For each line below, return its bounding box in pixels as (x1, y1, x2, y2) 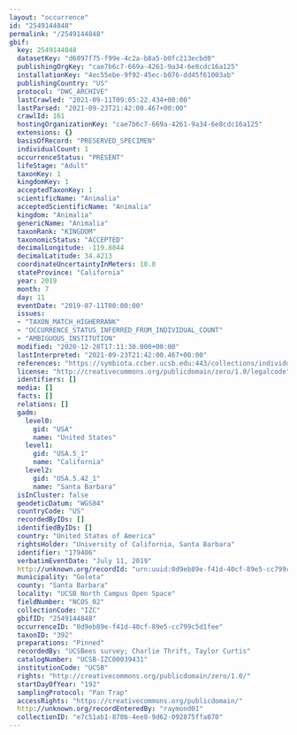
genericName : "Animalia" (17, 219, 109, 228)
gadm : (17, 408, 38, 417)
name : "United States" (32, 433, 117, 442)
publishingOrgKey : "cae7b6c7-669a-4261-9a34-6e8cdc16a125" (17, 63, 240, 72)
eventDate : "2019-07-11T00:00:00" (17, 301, 144, 310)
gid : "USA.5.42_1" (32, 474, 101, 483)
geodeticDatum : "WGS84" (17, 499, 104, 507)
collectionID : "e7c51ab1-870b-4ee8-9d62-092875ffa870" (17, 713, 224, 722)
